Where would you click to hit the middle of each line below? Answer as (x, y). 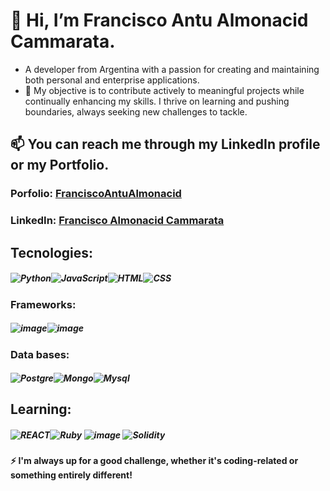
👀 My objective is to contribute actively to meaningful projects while (164, 90)
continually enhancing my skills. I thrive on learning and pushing (157, 101)
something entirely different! (71, 475)
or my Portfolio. (60, 165)
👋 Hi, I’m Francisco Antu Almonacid (159, 20)
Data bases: (40, 354)
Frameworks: (43, 304)
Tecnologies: (52, 252)
